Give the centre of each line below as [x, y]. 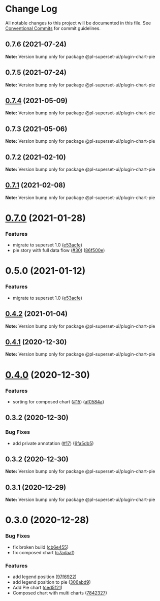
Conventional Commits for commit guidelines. [53, 28]
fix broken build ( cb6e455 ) [40, 547]
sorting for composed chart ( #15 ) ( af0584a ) [58, 401]
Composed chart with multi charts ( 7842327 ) [60, 593]
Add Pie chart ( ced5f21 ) [37, 587]
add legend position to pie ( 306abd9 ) [52, 582]
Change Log [31, 9]
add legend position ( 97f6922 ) [45, 577]
